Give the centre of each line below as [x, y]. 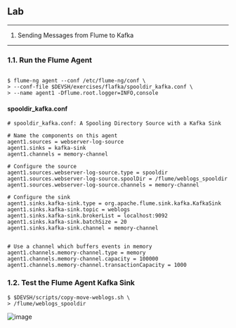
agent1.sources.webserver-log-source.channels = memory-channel [103, 185]
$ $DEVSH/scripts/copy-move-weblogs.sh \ [69, 297]
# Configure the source [42, 167]
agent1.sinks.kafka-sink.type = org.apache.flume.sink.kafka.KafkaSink [114, 203]
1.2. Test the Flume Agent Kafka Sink [71, 283]
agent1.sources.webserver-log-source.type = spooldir [88, 173]
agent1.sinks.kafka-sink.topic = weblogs [69, 210]
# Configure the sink [39, 197]
